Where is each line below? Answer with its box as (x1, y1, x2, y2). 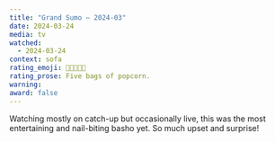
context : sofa (9, 55, 63, 64)
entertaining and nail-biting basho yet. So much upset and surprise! (9, 122, 260, 133)
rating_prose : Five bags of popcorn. (9, 72, 151, 81)
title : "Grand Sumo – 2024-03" (9, 13, 127, 22)
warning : (9, 80, 42, 89)
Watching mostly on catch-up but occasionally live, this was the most (9, 113, 267, 124)
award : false (9, 88, 58, 97)
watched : (9, 38, 42, 48)
